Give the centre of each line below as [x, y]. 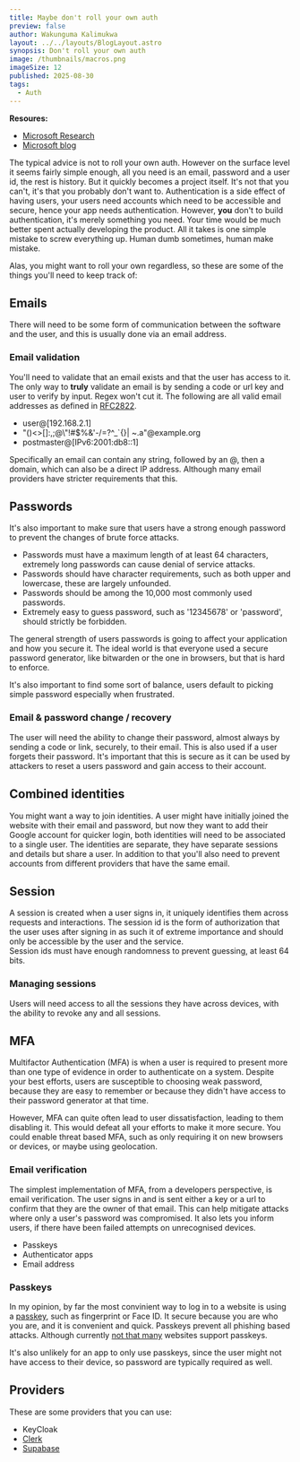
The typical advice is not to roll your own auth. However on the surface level [150, 162]
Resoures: [29, 118]
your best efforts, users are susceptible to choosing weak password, [136, 1082]
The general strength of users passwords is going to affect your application [149, 639]
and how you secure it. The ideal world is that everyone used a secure [139, 649]
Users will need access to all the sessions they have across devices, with [144, 1003]
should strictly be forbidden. [74, 622]
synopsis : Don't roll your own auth [77, 51]
